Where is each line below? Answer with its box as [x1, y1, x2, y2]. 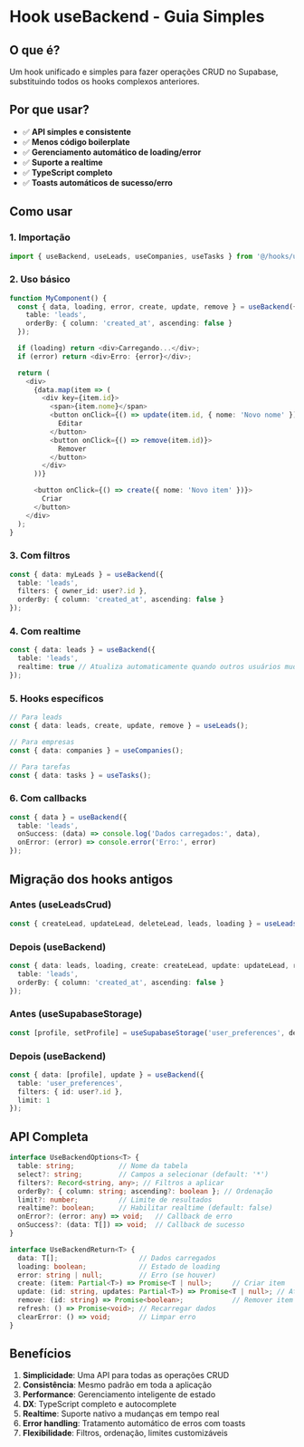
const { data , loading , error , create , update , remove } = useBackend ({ [17, 302, 298, 311]
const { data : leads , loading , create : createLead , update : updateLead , [9, 961, 290, 970]
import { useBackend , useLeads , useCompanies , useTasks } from [9, 252, 253, 261]
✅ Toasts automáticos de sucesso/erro [22, 177, 174, 187]
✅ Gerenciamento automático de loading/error [22, 147, 202, 158]
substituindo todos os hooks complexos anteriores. [9, 76, 201, 87]
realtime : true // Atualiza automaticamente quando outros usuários [17, 663, 281, 672]
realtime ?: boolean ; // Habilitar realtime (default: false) [17, 1203, 273, 1212]
